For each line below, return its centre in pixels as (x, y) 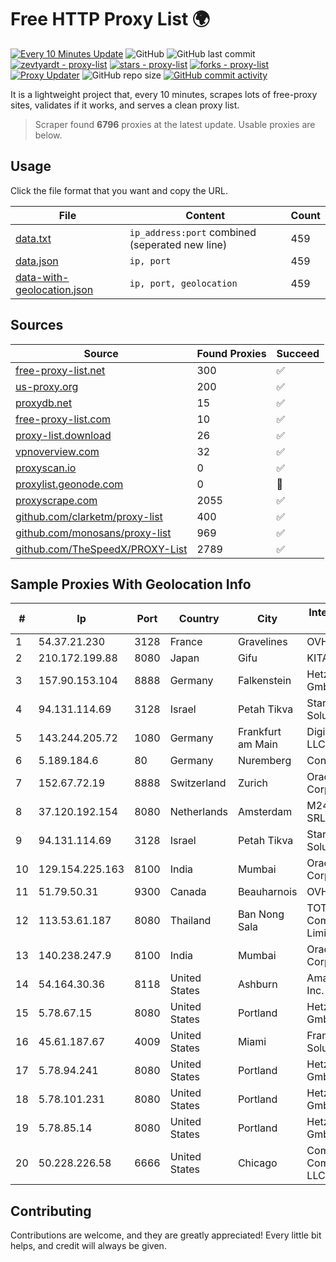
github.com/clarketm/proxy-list (89, 516)
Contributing (51, 1211)
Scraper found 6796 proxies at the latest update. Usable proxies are (175, 124)
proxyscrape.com (56, 500)
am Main (257, 744)
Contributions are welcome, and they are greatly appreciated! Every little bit (166, 1235)
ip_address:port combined (193, 232)
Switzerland (198, 783)
